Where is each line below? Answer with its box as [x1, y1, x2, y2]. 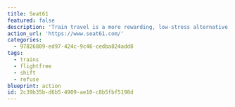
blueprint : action [7, 82, 61, 89]
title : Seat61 [7, 10, 49, 18]
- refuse [13, 75, 39, 83]
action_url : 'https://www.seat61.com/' [7, 30, 125, 37]
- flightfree [13, 63, 52, 70]
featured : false [7, 17, 55, 24]
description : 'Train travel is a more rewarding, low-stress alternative [7, 23, 229, 30]
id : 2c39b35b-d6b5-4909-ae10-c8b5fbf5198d [7, 89, 134, 96]
